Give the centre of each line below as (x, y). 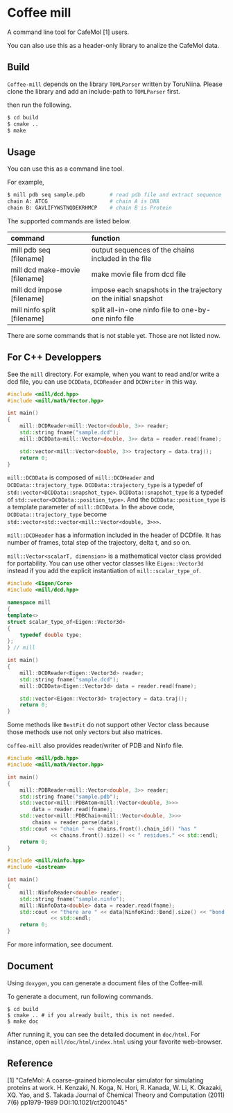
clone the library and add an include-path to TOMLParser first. (94, 91)
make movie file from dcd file (138, 274)
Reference (30, 1063)
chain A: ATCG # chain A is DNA (83, 202)
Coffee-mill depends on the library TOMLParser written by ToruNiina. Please (115, 84)
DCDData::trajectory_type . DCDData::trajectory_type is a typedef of (105, 485)
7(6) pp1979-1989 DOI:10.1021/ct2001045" (67, 1102)
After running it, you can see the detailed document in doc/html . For (104, 1034)
